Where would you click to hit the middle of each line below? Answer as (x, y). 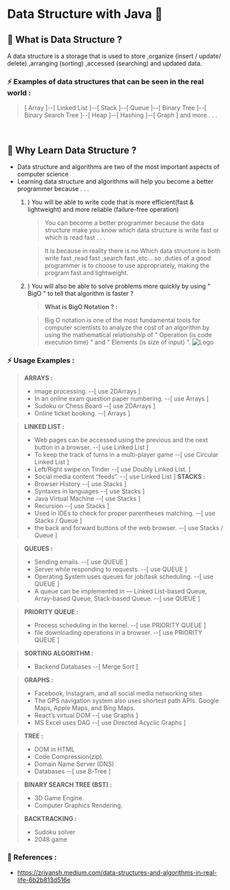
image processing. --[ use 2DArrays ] (87, 392)
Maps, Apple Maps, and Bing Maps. (85, 708)
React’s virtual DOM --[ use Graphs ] (86, 716)
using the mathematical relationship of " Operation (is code (128, 335)
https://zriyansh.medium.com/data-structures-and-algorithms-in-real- (117, 872)
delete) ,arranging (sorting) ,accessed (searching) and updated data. (105, 63)
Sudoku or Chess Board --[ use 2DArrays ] (95, 406)
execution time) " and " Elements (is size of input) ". (118, 342)
